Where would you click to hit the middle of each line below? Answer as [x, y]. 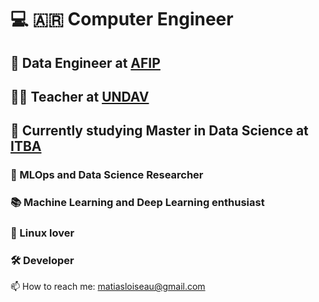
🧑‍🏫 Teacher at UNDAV [80, 96]
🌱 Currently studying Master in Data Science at [159, 131]
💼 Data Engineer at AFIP [85, 62]
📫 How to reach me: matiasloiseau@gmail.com [108, 287]
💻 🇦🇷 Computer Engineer [122, 19]
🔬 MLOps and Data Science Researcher [107, 175]
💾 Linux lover [42, 233]
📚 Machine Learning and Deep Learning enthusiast [137, 203]
